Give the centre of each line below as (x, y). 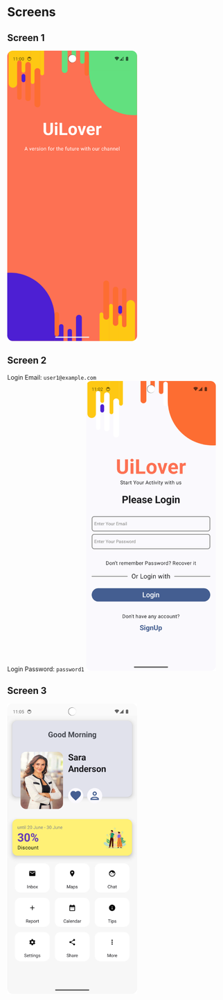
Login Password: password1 (46, 669)
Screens (32, 12)
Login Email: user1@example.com (52, 377)
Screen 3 (27, 690)
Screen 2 (27, 361)
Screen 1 (26, 38)
